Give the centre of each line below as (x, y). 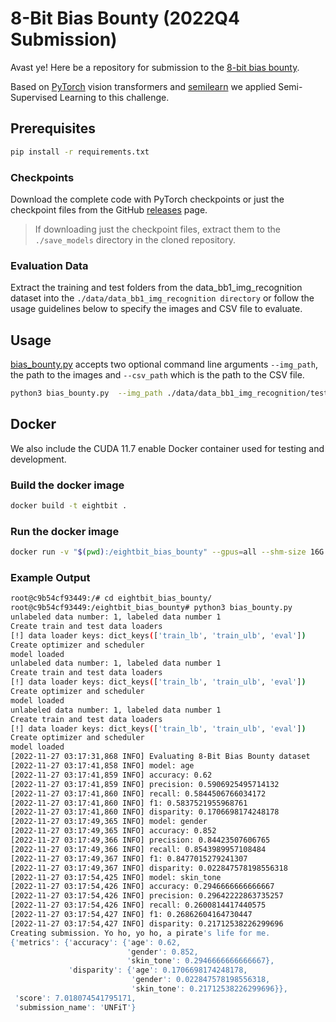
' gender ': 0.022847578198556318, (201, 980)
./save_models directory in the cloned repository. (135, 239)
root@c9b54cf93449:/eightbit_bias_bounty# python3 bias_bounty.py (151, 608)
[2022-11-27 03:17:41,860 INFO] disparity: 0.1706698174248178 (145, 812)
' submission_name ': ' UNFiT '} (75, 1007)
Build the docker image (67, 485)
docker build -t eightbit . (69, 506)
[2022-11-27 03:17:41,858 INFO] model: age (102, 766)
